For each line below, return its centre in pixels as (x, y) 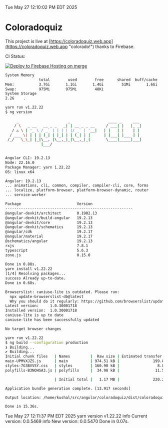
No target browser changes (33, 329)
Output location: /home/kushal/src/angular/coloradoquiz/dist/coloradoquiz (86, 397)
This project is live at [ (28, 41)
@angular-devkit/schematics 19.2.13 (49, 227)
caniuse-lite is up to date (34, 315)
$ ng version (19, 112)
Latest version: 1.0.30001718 (41, 306)
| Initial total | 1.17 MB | (87, 379)
